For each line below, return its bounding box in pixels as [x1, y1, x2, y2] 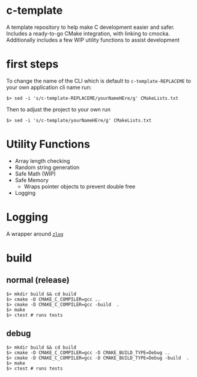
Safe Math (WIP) [14, 170, 56, 177]
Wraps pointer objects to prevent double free [23, 183, 136, 190]
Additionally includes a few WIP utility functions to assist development [6, 36, 180, 43]
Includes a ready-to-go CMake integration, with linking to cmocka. [6, 29, 170, 37]
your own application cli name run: [6, 84, 92, 91]
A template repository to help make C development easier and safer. [6, 23, 175, 31]
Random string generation [14, 164, 80, 171]
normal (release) [6, 275, 70, 286]
